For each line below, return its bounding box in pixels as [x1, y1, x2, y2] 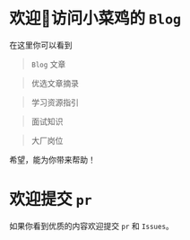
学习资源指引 [30, 96, 79, 108]
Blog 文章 [30, 58, 66, 69]
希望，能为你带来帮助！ [9, 154, 96, 164]
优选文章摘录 [30, 77, 79, 88]
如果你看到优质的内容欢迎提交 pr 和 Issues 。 [9, 220, 175, 231]
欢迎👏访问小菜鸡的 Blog [9, 8, 182, 29]
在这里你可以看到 [9, 40, 73, 50]
